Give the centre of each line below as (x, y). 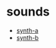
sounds (28, 12)
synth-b (27, 37)
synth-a (27, 30)
